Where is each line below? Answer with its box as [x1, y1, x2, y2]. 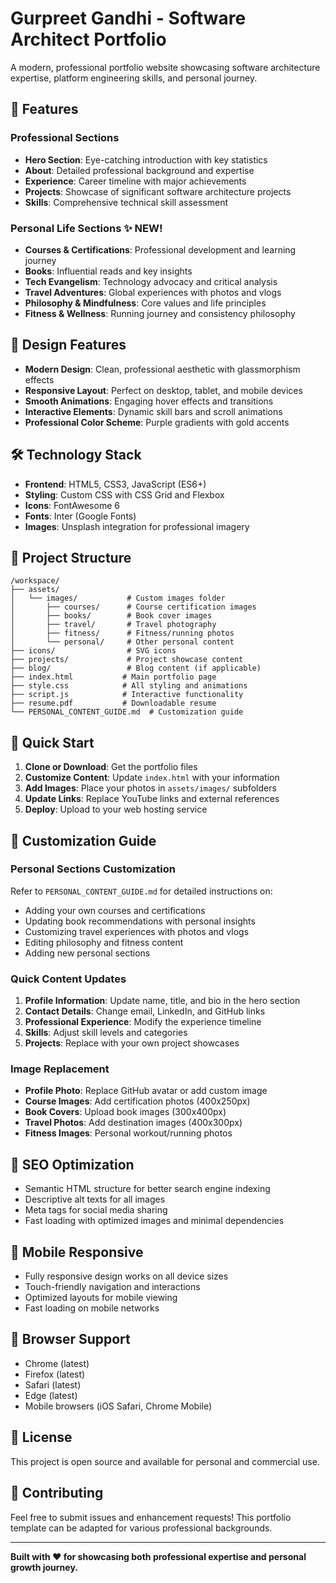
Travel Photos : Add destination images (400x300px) [24, 1117, 243, 1129]
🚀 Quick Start [10, 734, 95, 751]
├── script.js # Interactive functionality [10, 690, 244, 700]
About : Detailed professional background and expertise [24, 164, 255, 176]
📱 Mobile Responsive [10, 1243, 144, 1261]
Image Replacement [10, 1062, 110, 1076]
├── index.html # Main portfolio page [10, 672, 217, 682]
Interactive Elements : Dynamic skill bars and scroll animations [24, 405, 283, 417]
